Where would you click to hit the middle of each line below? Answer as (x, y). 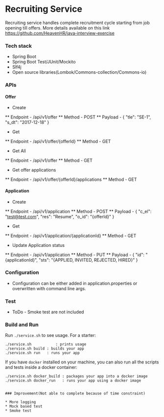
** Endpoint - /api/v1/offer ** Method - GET (49, 160)
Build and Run (22, 325)
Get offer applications (34, 170)
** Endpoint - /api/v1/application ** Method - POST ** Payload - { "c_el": (78, 211)
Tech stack (18, 46)
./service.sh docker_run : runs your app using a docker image (73, 381)
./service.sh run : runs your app (42, 353)
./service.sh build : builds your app (45, 349)
